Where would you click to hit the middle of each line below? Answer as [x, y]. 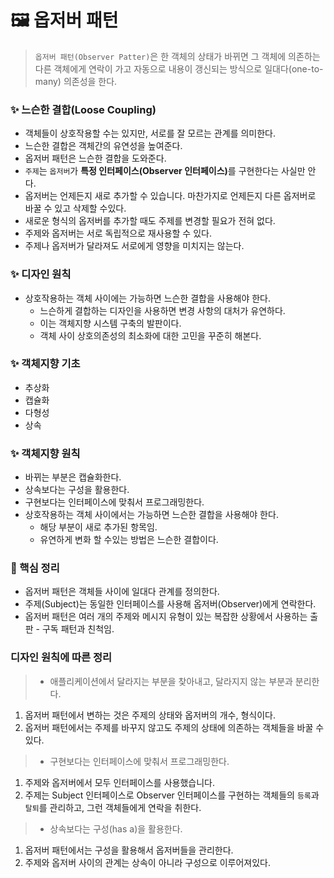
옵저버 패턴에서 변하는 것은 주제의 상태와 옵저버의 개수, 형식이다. [150, 715]
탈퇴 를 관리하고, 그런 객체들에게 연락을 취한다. [113, 807]
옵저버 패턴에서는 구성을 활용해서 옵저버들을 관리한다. [129, 850]
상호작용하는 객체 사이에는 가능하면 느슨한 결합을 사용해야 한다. [148, 298]
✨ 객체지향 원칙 [45, 453]
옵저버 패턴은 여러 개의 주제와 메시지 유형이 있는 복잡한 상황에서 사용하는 [166, 617]
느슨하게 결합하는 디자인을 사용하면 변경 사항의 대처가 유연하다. [162, 310]
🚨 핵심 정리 [35, 568]
